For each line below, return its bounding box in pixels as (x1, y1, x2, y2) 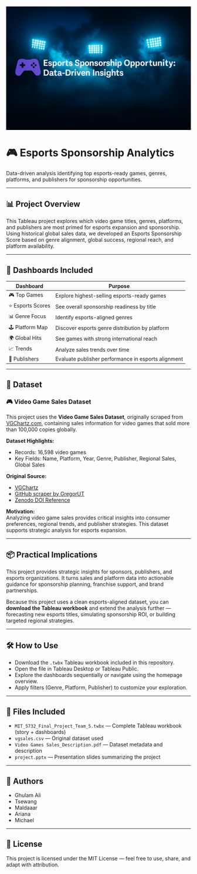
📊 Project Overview (6, 199, 80, 209)
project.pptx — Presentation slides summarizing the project (14, 753, 161, 760)
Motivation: (6, 508, 35, 515)
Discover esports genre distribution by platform (55, 325, 169, 332)
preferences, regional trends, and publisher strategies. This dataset (6, 520, 169, 527)
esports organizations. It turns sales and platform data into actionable (6, 575, 174, 582)
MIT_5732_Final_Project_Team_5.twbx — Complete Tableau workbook (14, 722, 182, 729)
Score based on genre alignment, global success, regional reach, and (6, 236, 174, 243)
